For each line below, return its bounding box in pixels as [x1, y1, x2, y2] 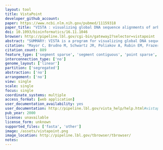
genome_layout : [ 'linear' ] [5, 61, 60, 66]
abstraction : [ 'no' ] [5, 70, 47, 75]
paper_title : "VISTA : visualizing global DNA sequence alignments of [5, 25, 151, 30]
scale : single [5, 83, 34, 89]
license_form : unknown [5, 120, 51, 124]
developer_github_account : [5, 16, 60, 21]
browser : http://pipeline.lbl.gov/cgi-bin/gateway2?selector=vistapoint [5, 34, 155, 39]
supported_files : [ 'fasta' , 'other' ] [5, 124, 81, 129]
